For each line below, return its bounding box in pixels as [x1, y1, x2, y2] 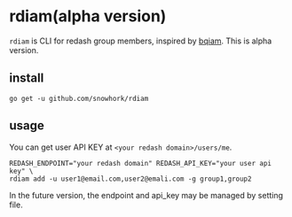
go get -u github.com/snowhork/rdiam [9, 94, 149, 103]
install [9, 71, 44, 86]
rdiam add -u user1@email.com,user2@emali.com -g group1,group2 [9, 174, 252, 183]
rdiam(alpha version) [9, 6, 167, 27]
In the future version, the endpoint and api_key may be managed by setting [9, 190, 284, 200]
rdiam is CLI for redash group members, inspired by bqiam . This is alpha [9, 35, 272, 46]
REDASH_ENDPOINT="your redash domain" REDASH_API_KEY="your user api [9, 159, 272, 167]
